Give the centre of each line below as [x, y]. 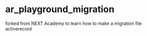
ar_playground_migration [60, 9]
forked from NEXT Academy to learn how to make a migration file [73, 23]
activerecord [19, 28]
